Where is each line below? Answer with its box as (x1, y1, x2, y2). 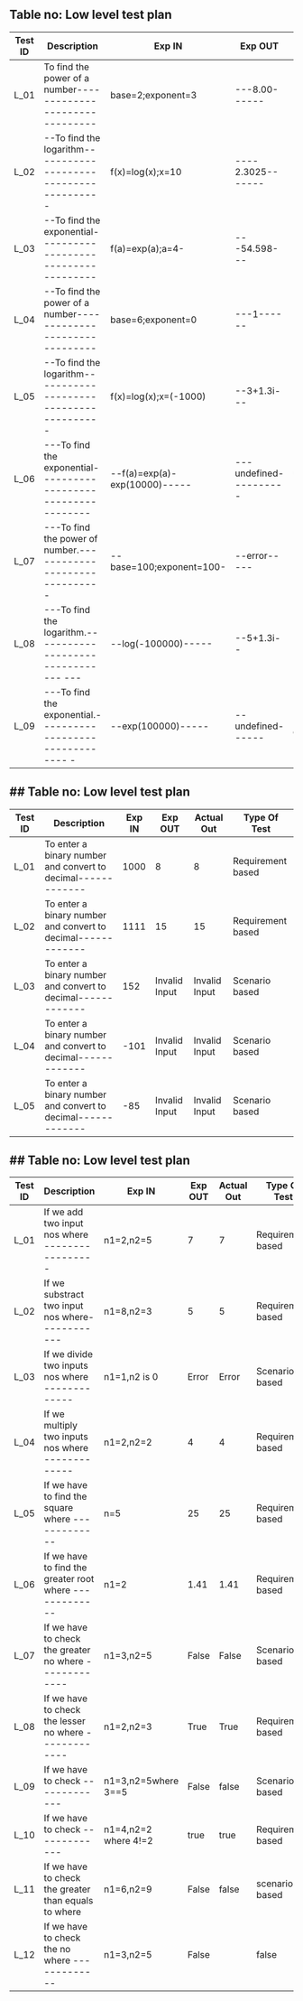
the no (43, 1943, 71, 1956)
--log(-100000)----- (110, 637, 214, 649)
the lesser (43, 1715, 86, 1727)
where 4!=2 (103, 1835, 153, 1847)
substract (43, 1289, 84, 1301)
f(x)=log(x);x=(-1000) (110, 390, 207, 403)
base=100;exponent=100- (110, 560, 227, 572)
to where (43, 1905, 82, 1918)
